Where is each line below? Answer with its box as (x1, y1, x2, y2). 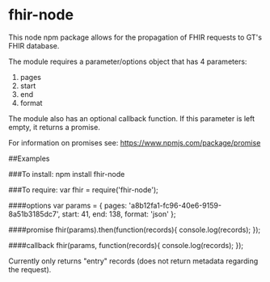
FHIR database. (8, 40, 60, 50)
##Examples (8, 154, 50, 163)
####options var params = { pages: (8, 200, 128, 210)
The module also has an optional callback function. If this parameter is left (8, 113, 255, 123)
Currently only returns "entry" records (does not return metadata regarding (8, 256, 259, 266)
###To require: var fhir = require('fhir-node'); (8, 184, 159, 195)
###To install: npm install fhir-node (8, 169, 125, 179)
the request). (8, 264, 52, 274)
